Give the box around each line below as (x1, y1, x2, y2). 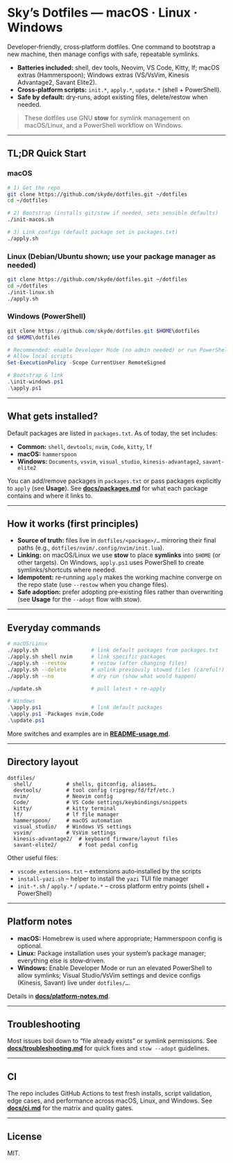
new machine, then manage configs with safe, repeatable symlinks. (7, 50, 200, 58)
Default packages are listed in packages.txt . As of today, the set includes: (7, 429, 218, 437)
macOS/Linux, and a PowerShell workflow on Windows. (24, 121, 183, 129)
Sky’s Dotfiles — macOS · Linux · (7, 5, 198, 21)
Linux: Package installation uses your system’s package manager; (17, 949, 207, 957)
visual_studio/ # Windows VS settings (13, 823, 132, 830)
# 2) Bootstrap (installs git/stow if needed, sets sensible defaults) (7, 210, 218, 217)
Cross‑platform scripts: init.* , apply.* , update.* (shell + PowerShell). (17, 85, 222, 94)
